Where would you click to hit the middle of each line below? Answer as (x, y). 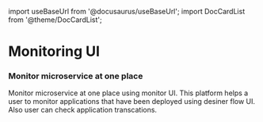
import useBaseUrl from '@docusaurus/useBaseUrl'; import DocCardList (127, 11)
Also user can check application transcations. (82, 110)
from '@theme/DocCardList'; (55, 20)
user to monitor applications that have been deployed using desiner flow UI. (132, 102)
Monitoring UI (54, 52)
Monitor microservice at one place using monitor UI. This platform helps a (128, 93)
